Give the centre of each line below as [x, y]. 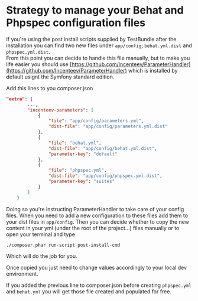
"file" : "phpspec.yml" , [78, 171]
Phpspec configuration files [76, 23]
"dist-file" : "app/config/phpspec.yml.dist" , [105, 176]
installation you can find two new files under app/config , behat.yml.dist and [99, 45]
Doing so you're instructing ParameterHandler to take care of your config [95, 209]
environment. [22, 274]
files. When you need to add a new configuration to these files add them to [97, 215]
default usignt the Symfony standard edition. [60, 77]
